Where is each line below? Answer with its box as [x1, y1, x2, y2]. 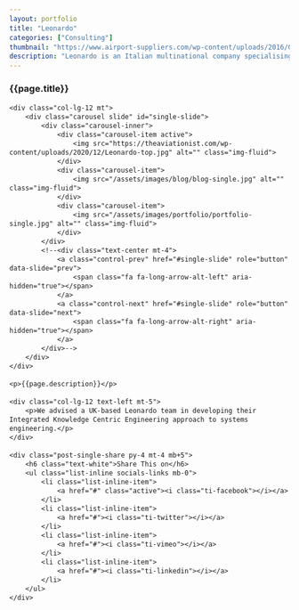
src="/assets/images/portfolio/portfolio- [93, 210, 253, 220]
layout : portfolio [9, 14, 77, 23]
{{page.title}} [9, 83, 69, 95]
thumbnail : [9, 43, 50, 52]
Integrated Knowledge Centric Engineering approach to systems [9, 415, 249, 425]
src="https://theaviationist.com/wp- [93, 139, 233, 149]
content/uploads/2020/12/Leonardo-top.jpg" [9, 148, 174, 158]
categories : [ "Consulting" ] [9, 33, 114, 42]
